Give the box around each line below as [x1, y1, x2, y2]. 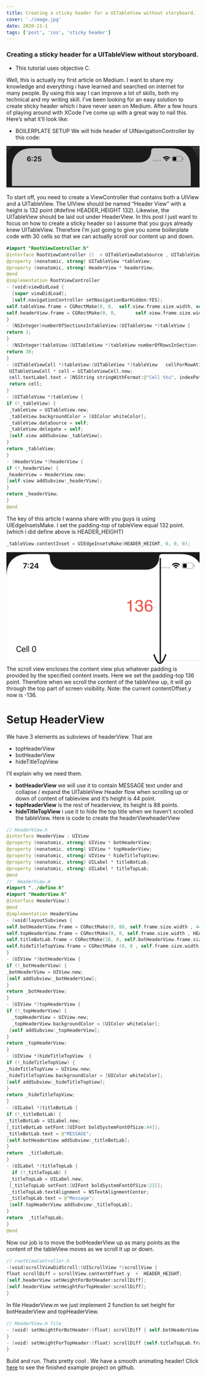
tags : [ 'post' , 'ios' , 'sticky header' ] [6, 29, 112, 36]
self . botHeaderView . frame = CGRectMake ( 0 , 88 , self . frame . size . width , [6, 923, 194, 930]
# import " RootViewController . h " [6, 245, 89, 251]
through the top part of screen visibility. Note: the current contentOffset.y [6, 684, 192, 692]
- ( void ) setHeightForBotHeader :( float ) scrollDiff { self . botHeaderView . [6, 1327, 202, 1333]
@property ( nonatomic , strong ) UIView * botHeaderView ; [6, 840, 152, 846]
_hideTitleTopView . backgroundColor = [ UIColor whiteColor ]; [6, 1072, 164, 1078]
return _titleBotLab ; [6, 1150, 64, 1156]
